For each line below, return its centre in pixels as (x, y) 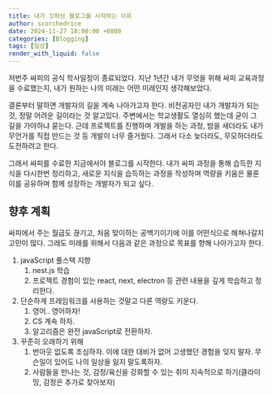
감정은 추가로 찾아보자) (80, 382)
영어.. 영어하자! (56, 310)
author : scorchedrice (45, 24)
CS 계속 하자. (54, 321)
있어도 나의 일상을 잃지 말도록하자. (108, 362)
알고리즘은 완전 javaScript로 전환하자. (92, 331)
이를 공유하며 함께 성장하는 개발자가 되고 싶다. (81, 183)
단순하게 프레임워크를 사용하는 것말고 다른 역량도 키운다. (109, 301)
